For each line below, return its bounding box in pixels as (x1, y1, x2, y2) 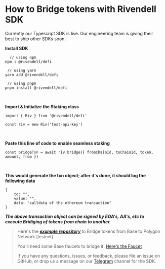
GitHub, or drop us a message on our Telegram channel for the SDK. (17, 258, 157, 264)
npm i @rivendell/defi (5, 59, 52, 64)
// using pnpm (7, 81, 37, 86)
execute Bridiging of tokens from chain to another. (5, 218, 111, 224)
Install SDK (5, 45, 29, 51)
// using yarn (7, 68, 37, 73)
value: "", (14, 196, 37, 201)
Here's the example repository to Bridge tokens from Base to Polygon (17, 228, 161, 234)
